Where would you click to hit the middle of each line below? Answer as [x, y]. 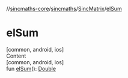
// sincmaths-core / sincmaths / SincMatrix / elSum [64, 9]
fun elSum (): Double [31, 68]
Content [16, 56]
